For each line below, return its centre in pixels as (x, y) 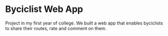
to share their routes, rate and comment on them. (56, 28)
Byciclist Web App (44, 9)
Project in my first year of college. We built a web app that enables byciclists (84, 23)
